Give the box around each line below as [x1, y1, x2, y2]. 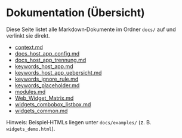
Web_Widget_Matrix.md [14, 94, 74, 102]
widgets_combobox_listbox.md [14, 100, 91, 108]
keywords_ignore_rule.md [14, 75, 79, 82]
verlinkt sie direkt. [6, 32, 50, 39]
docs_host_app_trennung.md [14, 56, 87, 63]
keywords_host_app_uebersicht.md [14, 69, 102, 76]
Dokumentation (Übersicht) [6, 6, 145, 20]
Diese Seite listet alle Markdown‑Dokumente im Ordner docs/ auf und [6, 26, 176, 33]
